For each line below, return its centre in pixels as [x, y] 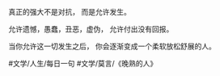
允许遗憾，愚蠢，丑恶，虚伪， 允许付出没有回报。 [91, 29]
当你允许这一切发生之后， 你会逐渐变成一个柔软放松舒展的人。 [112, 46]
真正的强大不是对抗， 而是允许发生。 [70, 12]
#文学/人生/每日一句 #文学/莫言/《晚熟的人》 [83, 63]
